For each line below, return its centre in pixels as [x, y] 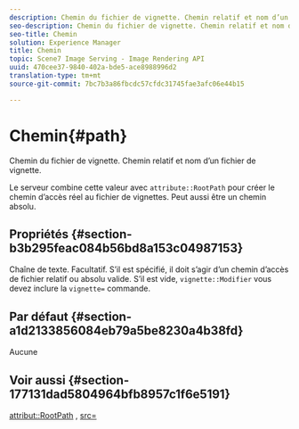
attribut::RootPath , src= [53, 415]
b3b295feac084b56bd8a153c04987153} [126, 247]
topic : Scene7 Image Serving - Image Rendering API [107, 59]
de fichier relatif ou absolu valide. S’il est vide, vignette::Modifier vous [141, 279]
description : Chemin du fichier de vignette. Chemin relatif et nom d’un [149, 17]
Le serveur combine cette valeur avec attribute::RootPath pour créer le [142, 187]
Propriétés [39, 234]
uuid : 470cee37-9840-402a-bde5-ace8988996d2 [93, 68]
